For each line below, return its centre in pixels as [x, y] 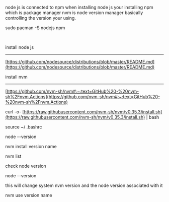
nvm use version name [29, 195]
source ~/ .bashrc [24, 127]
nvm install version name [31, 146]
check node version [26, 166]
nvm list [13, 156]
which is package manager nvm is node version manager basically [74, 13]
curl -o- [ [15, 112]
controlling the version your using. [41, 18]
